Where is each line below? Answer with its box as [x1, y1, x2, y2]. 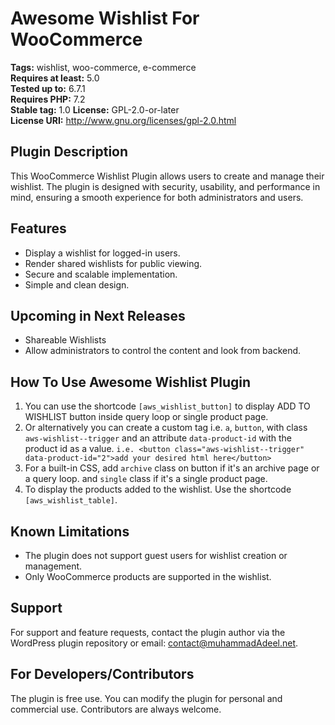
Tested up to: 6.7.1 [10, 82, 86, 94]
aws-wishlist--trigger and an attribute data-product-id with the [24, 432, 293, 444]
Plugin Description [10, 143, 129, 161]
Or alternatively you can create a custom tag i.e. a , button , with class [24, 422, 308, 434]
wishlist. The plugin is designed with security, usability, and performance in [10, 180, 321, 192]
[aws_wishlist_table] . [24, 494, 118, 506]
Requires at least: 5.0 [10, 72, 100, 84]
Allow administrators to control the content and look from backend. [24, 345, 302, 357]
